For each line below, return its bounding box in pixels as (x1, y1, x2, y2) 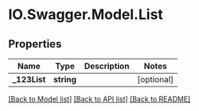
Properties (8, 37, 62, 51)
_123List (12, 74, 46, 85)
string (53, 74, 77, 85)
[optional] (137, 74, 174, 85)
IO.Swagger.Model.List (8, 6, 163, 24)
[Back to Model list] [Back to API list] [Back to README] (8, 94, 191, 104)
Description (84, 61, 130, 71)
